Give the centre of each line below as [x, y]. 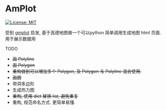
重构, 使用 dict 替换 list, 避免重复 [45, 96]
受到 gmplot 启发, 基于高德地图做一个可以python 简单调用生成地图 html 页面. [83, 32]
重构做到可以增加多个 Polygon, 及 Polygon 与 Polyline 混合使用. [77, 71]
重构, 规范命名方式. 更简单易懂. [44, 102]
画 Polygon [24, 65]
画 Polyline [23, 59]
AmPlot [21, 9]
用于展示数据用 [20, 39]
